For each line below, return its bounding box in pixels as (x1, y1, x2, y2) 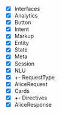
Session (14, 60, 34, 67)
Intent (14, 25, 30, 33)
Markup (14, 33, 34, 40)
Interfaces (14, 5, 40, 12)
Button (14, 19, 31, 26)
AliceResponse (14, 101, 52, 108)
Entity (14, 39, 30, 47)
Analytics (14, 12, 38, 19)
